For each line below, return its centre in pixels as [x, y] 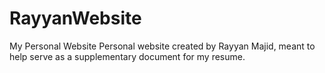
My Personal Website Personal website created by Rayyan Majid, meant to [162, 46]
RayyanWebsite [75, 18]
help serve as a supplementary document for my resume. [127, 56]
